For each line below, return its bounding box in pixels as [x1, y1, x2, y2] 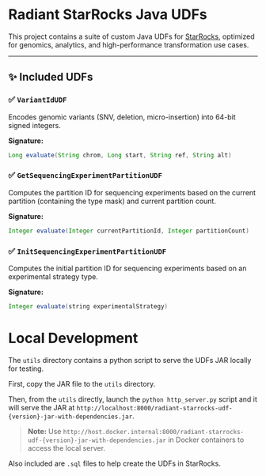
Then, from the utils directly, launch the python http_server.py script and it [8, 394, 257, 404]
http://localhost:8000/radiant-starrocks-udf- [76, 404, 233, 412]
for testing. [8, 364, 44, 373]
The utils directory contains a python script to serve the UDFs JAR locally [8, 355, 252, 365]
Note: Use [27, 426, 62, 436]
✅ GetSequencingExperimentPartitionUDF [8, 170, 162, 181]
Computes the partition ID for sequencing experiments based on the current [8, 187, 256, 197]
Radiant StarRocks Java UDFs [8, 6, 207, 24]
